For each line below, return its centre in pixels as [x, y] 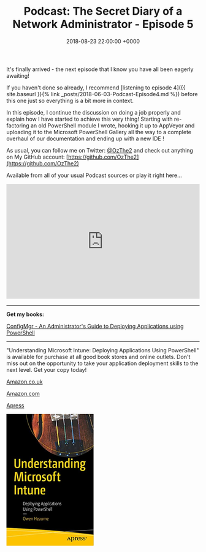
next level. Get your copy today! [47, 369]
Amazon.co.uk [25, 382]
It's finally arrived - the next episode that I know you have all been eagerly [100, 69]
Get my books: [25, 314]
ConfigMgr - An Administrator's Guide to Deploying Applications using [95, 326]
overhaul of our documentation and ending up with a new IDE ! [85, 138]
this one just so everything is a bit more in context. [70, 100]
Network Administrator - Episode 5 [103, 24]
